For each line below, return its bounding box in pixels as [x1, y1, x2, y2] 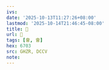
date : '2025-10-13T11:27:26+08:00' [6, 15, 97, 21]
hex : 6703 [6, 43, 32, 49]
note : [6, 54, 20, 60]
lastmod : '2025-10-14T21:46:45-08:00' [6, 20, 105, 26]
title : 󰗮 [6, 26, 29, 32]
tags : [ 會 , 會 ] [6, 37, 43, 43]
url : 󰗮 [6, 32, 23, 38]
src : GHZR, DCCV [6, 49, 47, 55]
